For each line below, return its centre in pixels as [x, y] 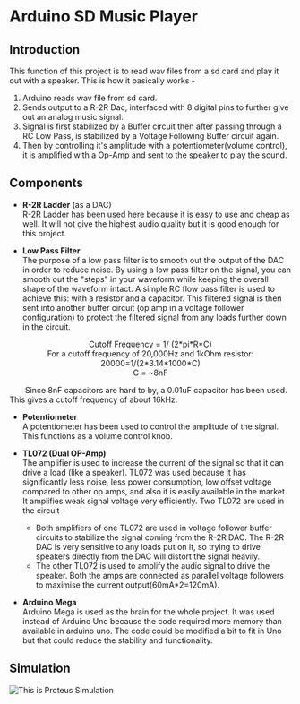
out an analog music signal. [73, 117]
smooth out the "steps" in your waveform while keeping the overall [145, 279]
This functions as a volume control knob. [97, 435]
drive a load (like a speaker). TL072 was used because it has [134, 472]
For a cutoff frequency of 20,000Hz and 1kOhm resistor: [150, 353]
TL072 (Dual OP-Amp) [64, 453]
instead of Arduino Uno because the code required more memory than [152, 621]
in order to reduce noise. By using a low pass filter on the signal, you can [156, 270]
